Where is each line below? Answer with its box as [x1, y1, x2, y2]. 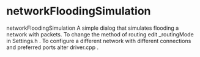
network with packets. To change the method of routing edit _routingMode [6, 30, 194, 38]
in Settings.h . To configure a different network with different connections [6, 37, 191, 44]
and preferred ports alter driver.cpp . [6, 44, 99, 51]
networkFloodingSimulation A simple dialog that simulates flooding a [6, 24, 179, 32]
